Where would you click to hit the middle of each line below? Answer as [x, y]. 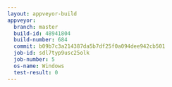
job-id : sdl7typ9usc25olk [52, 53]
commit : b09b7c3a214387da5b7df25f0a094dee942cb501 [90, 46]
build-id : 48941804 [42, 33]
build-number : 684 [41, 40]
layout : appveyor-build [42, 14]
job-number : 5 [34, 60]
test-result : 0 [36, 72]
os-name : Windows [39, 66]
